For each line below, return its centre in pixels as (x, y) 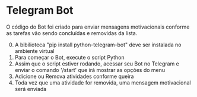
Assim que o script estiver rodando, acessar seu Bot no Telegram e (97, 64)
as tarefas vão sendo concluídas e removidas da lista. (72, 33)
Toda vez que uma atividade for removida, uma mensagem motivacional (103, 82)
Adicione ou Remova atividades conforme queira (74, 76)
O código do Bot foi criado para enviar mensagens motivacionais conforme (98, 27)
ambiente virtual (34, 51)
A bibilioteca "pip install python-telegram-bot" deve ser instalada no (98, 45)
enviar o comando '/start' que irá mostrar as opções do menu (90, 70)
